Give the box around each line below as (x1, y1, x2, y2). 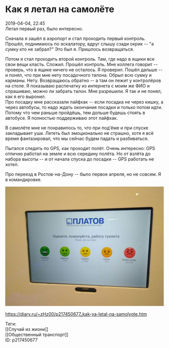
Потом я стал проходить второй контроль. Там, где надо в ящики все (5, 56, 155, 62)
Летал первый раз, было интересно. (5, 25, 83, 31)
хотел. (5, 161, 19, 167)
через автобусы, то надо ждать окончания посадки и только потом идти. (5, 104, 162, 110)
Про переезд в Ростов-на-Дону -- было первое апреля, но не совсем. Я (5, 171, 161, 177)
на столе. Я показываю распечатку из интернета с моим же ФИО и (5, 82, 150, 89)
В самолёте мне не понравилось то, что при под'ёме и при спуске (5, 125, 148, 131)
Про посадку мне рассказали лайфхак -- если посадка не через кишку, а (5, 98, 163, 105)
